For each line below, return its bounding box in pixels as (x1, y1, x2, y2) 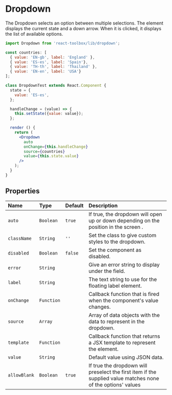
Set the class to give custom (89, 231, 157, 239)
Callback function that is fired (89, 290, 160, 297)
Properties (5, 187, 40, 196)
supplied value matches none (89, 375, 160, 382)
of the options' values (89, 381, 141, 388)
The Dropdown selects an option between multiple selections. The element (5, 20, 164, 26)
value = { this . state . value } (24, 154, 79, 159)
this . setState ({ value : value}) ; (14, 111, 83, 117)
